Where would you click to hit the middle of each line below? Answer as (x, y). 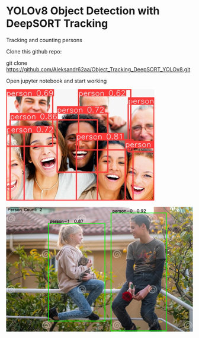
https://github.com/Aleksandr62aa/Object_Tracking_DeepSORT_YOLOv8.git (98, 69)
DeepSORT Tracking (57, 23)
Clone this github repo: (34, 51)
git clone (17, 63)
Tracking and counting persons (44, 40)
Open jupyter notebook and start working (57, 81)
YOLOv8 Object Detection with (83, 11)
